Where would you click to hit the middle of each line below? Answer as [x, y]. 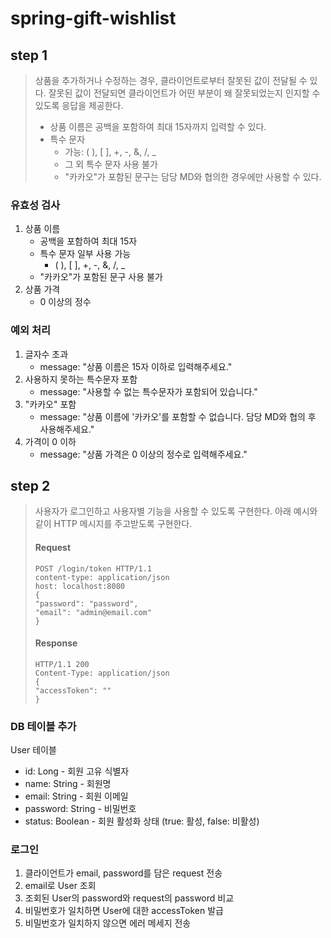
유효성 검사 [35, 205]
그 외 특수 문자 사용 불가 [111, 164]
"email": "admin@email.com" [93, 612]
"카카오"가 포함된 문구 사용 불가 [101, 277]
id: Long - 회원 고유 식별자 [77, 771]
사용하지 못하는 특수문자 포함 [81, 379]
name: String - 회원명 [68, 784]
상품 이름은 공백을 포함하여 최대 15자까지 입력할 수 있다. [158, 126]
